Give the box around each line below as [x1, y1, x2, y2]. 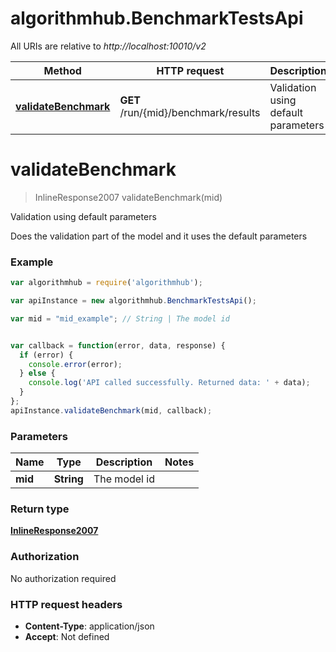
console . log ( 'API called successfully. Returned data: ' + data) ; [28, 378, 311, 388]
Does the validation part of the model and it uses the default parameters [10, 230, 308, 242]
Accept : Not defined [24, 630, 110, 642]
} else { [19, 368, 56, 379]
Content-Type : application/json [24, 620, 155, 632]
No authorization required [10, 572, 117, 584]
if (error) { [19, 350, 74, 360]
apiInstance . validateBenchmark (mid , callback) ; [10, 405, 213, 416]
